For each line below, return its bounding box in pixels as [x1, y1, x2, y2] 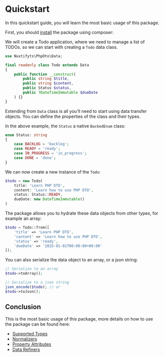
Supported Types [12, 330, 48, 336]
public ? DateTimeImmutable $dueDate [23, 90, 98, 95]
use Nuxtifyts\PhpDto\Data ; [5, 53, 63, 59]
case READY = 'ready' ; [14, 146, 61, 151]
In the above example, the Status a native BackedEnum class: [5, 123, 126, 129]
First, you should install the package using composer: [5, 29, 114, 35]
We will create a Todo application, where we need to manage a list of [5, 38, 145, 45]
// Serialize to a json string [5, 280, 69, 285]
